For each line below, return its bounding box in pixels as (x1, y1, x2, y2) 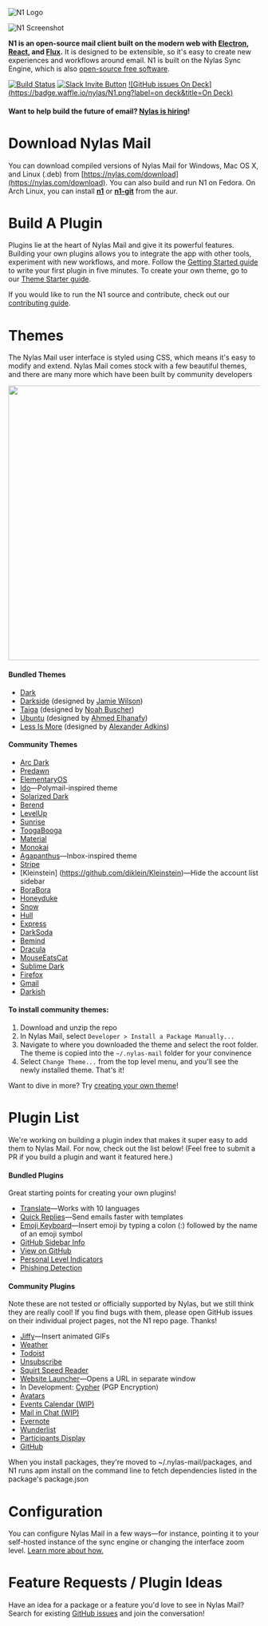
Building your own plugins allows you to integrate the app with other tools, (8, 248, 252, 259)
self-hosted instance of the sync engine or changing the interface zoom (8, 1537, 245, 1547)
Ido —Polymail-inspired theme (19, 783, 118, 793)
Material (19, 833, 47, 843)
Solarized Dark (19, 791, 69, 801)
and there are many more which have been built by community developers (8, 370, 253, 380)
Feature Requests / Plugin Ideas (8, 1574, 223, 1592)
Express (19, 919, 47, 928)
